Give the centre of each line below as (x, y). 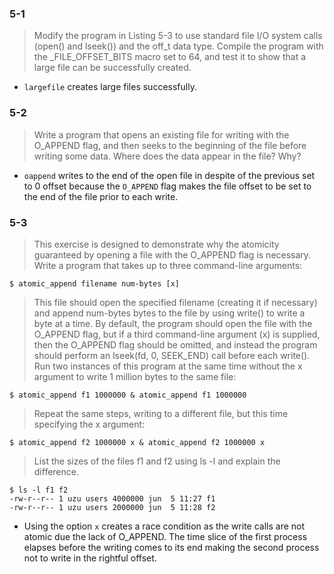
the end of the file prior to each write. (101, 196)
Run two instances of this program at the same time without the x (168, 366)
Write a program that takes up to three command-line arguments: (168, 265)
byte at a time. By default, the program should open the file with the (173, 323)
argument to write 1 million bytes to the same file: (135, 376)
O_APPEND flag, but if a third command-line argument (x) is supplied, (177, 334)
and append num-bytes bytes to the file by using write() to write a (169, 313)
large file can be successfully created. (112, 68)
